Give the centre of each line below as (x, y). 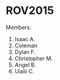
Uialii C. (24, 71)
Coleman (26, 45)
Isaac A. (25, 39)
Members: (19, 27)
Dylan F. (25, 52)
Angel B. (25, 65)
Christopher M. (34, 58)
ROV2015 (30, 11)
